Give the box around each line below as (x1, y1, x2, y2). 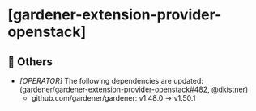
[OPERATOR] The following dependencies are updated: (19, 76, 204, 85)
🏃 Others (7, 55, 53, 68)
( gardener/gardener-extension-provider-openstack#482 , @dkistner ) (19, 84, 249, 94)
